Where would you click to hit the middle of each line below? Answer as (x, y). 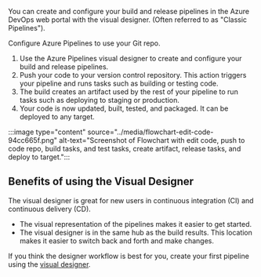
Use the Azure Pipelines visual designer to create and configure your (130, 58)
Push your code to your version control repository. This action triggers (133, 75)
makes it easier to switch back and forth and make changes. (116, 241)
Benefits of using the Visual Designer (101, 182)
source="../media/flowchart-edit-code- (150, 132)
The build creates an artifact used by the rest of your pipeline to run (129, 92)
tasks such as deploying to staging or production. (100, 100)
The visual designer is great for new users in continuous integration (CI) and (131, 200)
